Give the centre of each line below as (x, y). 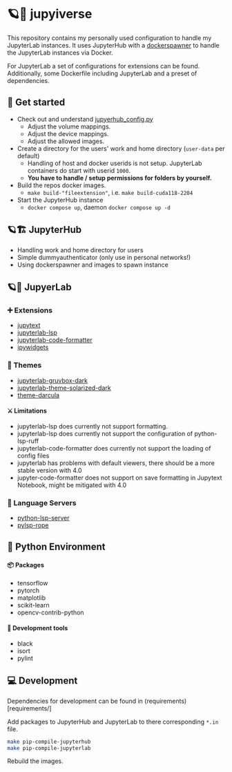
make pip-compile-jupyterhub (49, 742)
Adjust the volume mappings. (69, 126)
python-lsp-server (43, 518)
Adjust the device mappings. (68, 133)
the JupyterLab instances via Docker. (60, 53)
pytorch (28, 590)
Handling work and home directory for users (80, 250)
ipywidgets (33, 348)
